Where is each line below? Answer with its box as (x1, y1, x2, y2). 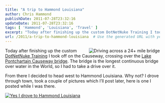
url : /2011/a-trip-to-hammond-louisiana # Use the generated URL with (5, 35, 155, 40)
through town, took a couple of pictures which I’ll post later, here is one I (5, 78, 151, 83)
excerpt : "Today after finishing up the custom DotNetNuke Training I (5, 30, 153, 35)
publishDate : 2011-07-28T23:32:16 (5, 16, 76, 21)
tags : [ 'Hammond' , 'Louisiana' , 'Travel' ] (5, 25, 98, 30)
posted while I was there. (5, 83, 56, 89)
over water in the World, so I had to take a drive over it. (5, 63, 116, 69)
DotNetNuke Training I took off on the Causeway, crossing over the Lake (5, 53, 151, 59)
